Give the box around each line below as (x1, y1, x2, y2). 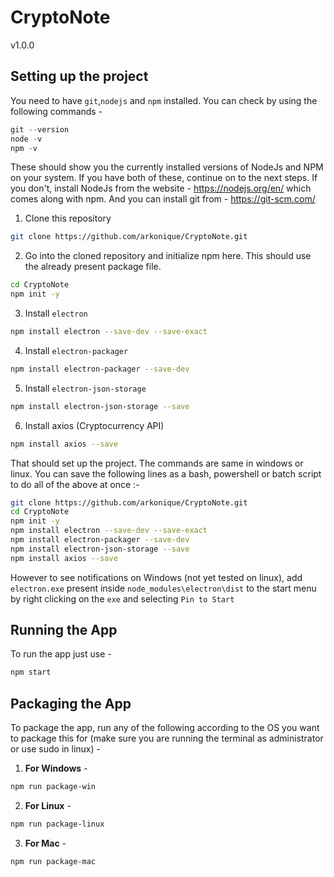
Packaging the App (10, 695, 132, 712)
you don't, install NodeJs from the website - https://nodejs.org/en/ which (10, 182, 312, 195)
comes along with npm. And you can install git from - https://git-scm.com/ (10, 193, 316, 205)
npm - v (10, 143, 38, 153)
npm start (10, 667, 52, 678)
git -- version (10, 124, 70, 135)
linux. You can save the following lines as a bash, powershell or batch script (10, 467, 322, 480)
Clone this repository (24, 212, 112, 225)
